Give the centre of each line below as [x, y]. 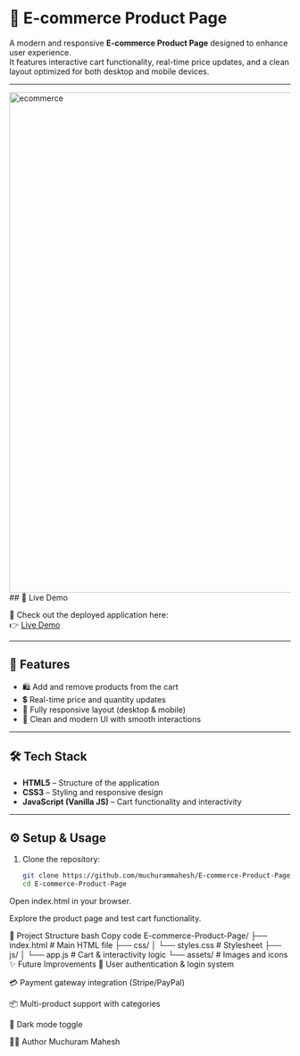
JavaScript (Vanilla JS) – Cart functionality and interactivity [132, 802]
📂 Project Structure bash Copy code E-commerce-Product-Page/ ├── [138, 935]
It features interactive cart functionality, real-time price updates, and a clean [150, 62]
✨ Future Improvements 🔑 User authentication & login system [122, 964]
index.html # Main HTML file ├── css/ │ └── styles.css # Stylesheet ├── [146, 945]
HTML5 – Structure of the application [91, 782]
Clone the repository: [61, 860]
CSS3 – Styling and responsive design [92, 792]
